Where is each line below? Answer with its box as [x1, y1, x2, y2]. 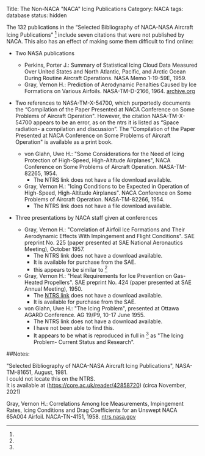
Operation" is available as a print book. [15, 138, 113, 146]
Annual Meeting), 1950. [24, 285, 83, 293]
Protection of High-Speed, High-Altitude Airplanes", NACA [24, 156, 171, 164]
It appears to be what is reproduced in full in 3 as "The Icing [33, 331, 184, 339]
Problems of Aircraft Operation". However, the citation [15, 112, 151, 119]
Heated [24, 278, 43, 286]
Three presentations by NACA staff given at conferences [15, 214, 158, 221]
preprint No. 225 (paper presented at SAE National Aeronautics [24, 239, 183, 246]
